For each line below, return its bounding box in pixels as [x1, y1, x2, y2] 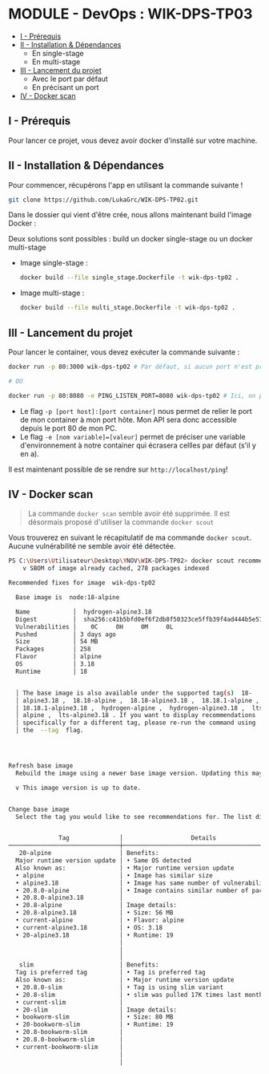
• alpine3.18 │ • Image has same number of [15, 879, 220, 887]
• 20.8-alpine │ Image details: [15, 902, 178, 910]
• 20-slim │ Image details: [15, 1006, 178, 1014]
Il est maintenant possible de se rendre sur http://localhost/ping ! [8, 464, 228, 474]
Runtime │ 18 [15, 667, 88, 675]
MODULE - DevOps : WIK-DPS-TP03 [8, 5, 253, 23]
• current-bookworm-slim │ [15, 1043, 124, 1051]
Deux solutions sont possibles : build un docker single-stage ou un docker [8, 234, 254, 244]
